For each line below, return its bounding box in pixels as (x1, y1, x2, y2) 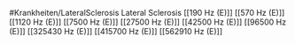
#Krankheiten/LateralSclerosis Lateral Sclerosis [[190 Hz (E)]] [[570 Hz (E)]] (9, 8, 285, 18)
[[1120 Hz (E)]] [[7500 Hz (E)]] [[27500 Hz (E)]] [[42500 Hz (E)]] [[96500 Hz (9, 17, 286, 27)
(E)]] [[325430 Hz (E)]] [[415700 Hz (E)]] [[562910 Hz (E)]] (9, 26, 223, 36)
